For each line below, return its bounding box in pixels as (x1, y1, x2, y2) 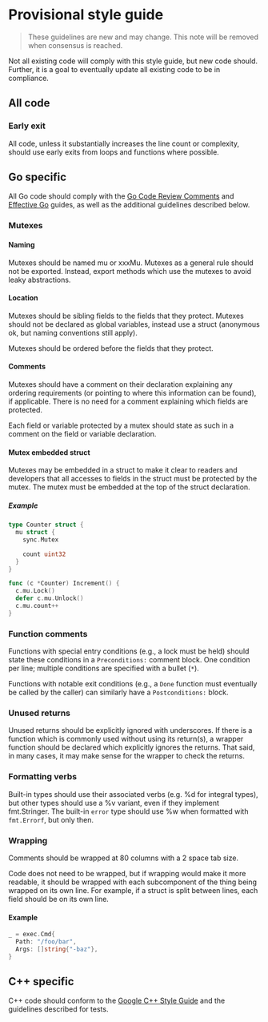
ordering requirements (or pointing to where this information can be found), (8, 388, 257, 397)
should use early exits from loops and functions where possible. (8, 147, 220, 157)
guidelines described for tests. (8, 1004, 109, 1014)
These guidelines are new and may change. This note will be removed (27, 32, 258, 42)
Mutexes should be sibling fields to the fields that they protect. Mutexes (8, 311, 244, 320)
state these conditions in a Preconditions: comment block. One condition (8, 655, 250, 665)
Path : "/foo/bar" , (15, 938, 78, 946)
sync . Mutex (22, 535, 59, 544)
